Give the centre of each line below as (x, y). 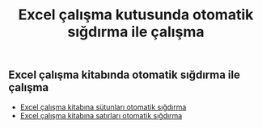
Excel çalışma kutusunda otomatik (136, 15)
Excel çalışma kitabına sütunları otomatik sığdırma (103, 107)
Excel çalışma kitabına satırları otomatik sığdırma (101, 115)
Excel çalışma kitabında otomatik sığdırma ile (125, 75)
